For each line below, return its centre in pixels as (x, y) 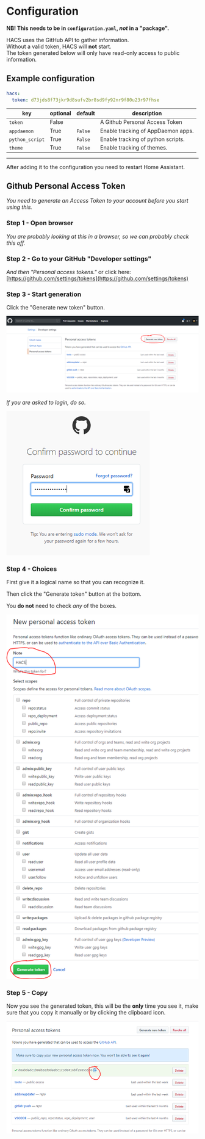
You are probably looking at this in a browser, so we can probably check (98, 236)
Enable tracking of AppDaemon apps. (147, 131)
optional (60, 113)
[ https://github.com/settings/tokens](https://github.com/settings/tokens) (98, 278)
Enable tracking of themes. (134, 147)
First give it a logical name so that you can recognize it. (76, 582)
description (147, 113)
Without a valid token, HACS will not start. (59, 46)
